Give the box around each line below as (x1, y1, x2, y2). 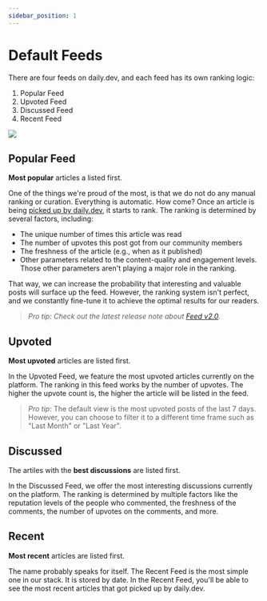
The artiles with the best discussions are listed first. (8, 466, 181, 475)
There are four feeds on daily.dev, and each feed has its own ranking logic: (8, 73, 255, 82)
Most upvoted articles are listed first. (8, 356, 131, 366)
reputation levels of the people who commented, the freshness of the (8, 498, 237, 507)
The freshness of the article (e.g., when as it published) (19, 246, 203, 256)
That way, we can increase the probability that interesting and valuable (8, 279, 241, 289)
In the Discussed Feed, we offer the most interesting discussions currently (8, 481, 253, 491)
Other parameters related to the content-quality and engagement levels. (19, 255, 257, 265)
